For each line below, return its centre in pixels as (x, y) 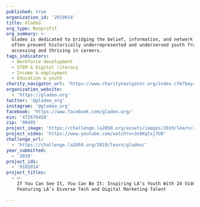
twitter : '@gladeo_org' (36, 100)
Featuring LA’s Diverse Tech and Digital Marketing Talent (92, 189)
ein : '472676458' (28, 117)
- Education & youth (37, 78)
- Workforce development (42, 61)
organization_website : (34, 89)
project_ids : (22, 162)
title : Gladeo (24, 23)
